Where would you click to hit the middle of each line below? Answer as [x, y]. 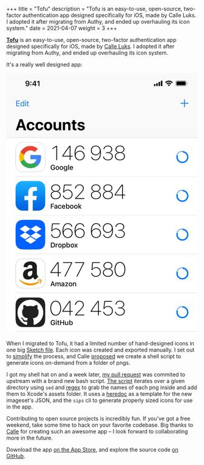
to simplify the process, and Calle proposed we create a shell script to [94, 356]
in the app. [20, 407]
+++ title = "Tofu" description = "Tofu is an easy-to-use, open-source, [94, 9]
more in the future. [29, 438]
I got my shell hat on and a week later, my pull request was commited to [96, 375]
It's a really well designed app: [44, 64]
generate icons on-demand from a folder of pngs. [68, 363]
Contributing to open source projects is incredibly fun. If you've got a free [98, 419]
